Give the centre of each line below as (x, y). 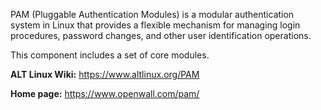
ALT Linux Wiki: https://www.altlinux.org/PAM (105, 74)
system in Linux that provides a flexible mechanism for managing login (155, 25)
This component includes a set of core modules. (110, 55)
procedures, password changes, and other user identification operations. (161, 35)
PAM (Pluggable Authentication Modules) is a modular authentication (152, 14)
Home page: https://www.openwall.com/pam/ (105, 93)
